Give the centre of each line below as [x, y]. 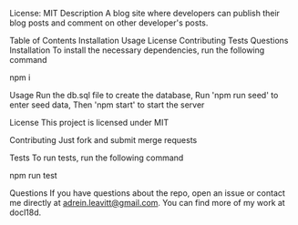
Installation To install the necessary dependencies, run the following [137, 50]
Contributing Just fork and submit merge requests [103, 140]
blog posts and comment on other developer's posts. [109, 23]
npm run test [33, 175]
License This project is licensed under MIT [89, 123]
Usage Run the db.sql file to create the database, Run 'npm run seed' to [144, 95]
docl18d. [26, 212]
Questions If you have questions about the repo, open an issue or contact [147, 193]
